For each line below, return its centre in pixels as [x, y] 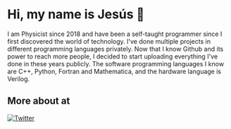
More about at [39, 101]
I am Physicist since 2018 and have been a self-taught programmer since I [115, 34]
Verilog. [19, 79]
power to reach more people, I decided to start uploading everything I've [113, 56]
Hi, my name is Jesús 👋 [76, 14]
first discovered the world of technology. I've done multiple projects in [109, 41]
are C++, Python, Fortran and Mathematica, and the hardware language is [114, 71]
